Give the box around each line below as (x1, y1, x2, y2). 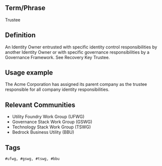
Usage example (5, 68, 54, 77)
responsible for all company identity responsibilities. (5, 86, 109, 92)
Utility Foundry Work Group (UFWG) (12, 114, 85, 120)
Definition (5, 31, 36, 40)
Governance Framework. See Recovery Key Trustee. (5, 54, 110, 60)
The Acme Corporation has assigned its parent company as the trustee (5, 82, 147, 87)
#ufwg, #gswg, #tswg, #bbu (5, 156, 60, 162)
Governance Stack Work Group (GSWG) (12, 119, 92, 125)
